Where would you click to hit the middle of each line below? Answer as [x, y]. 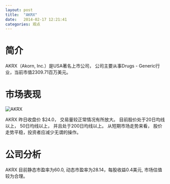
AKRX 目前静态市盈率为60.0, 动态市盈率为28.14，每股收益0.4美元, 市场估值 [84, 170]
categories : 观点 [23, 24]
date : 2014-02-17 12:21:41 [36, 19]
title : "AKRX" [21, 15]
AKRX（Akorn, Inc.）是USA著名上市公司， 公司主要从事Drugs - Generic [80, 66]
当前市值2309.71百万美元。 [42, 72]
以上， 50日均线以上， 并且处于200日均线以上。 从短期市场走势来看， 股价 [84, 126]
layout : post [19, 10]
